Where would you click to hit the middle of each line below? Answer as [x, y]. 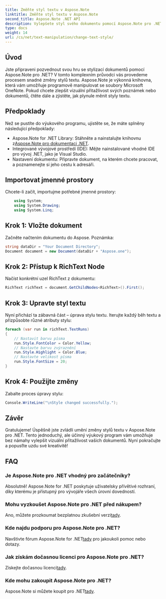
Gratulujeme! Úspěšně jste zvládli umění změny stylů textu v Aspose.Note [80, 430]
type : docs [16, 28]
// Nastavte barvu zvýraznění [45, 348]
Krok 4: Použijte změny [42, 382]
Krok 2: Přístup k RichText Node [55, 266]
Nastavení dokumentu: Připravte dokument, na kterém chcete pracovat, [85, 159]
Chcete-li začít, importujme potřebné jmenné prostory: [61, 192]
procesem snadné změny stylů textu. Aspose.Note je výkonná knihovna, [79, 80]
